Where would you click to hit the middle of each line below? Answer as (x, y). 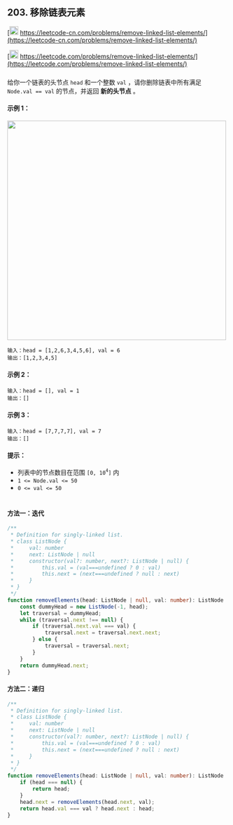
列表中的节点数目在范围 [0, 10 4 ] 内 (68, 472)
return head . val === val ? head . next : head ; (87, 808)
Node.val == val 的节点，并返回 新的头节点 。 (73, 91)
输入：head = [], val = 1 (43, 391)
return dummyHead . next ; (55, 666)
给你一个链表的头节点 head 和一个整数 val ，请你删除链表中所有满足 (104, 82)
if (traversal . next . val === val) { (84, 626)
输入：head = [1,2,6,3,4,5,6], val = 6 (64, 350)
